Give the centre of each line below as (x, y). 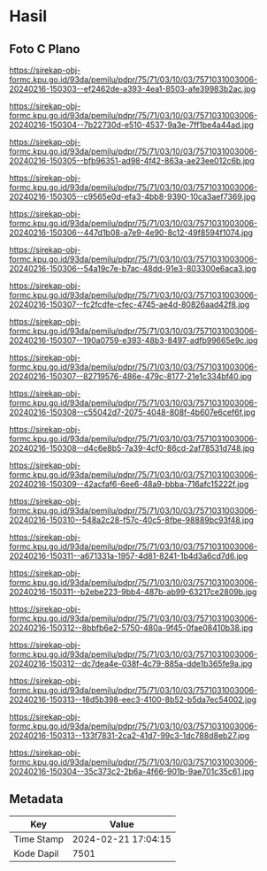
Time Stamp (39, 839)
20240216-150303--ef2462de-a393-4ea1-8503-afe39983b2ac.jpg (133, 89)
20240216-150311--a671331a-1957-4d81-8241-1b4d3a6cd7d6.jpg (129, 556)
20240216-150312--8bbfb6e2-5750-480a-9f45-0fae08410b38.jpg (131, 628)
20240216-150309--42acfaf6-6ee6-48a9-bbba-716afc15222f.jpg (129, 484)
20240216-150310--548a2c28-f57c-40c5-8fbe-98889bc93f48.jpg (132, 520)
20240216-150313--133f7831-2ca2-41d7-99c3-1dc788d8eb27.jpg (130, 735)
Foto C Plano (45, 49)
